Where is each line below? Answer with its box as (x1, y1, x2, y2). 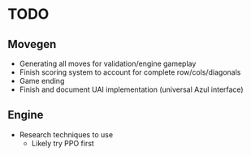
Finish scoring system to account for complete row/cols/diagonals (19, 67, 241, 77)
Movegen (7, 37, 57, 51)
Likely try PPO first (31, 138, 94, 148)
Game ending (19, 76, 65, 85)
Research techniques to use (19, 129, 114, 139)
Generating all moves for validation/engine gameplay (19, 58, 197, 68)
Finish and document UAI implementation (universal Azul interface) (19, 84, 245, 94)
